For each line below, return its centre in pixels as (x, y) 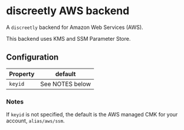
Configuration (32, 57)
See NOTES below (66, 84)
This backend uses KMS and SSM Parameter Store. (68, 38)
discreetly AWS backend (68, 11)
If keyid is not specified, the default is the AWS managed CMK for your (92, 115)
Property (22, 74)
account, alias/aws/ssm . (35, 121)
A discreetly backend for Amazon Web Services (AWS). (75, 27)
